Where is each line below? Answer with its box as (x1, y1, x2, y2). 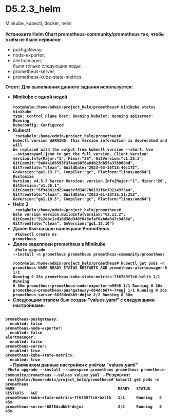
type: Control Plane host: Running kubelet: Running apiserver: (12, 114, 154, 119)
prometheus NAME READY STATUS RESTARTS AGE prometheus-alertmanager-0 (12, 265, 167, 270)
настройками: (12, 302, 45, 308)
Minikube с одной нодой (12, 94, 68, 100)
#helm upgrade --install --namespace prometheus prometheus (7, 367, 139, 372)
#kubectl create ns (15, 232, 57, 237)
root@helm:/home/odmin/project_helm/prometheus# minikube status (12, 104, 156, 110)
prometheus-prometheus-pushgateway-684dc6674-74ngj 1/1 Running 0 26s (12, 287, 167, 293)
